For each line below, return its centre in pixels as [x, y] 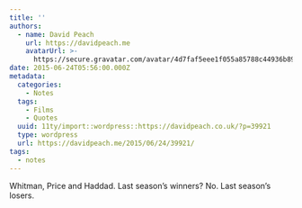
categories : [40, 85]
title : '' [28, 18]
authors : [26, 26]
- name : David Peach [56, 34]
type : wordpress [48, 135]
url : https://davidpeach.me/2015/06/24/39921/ [106, 143]
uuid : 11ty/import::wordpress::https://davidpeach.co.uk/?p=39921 [144, 127]
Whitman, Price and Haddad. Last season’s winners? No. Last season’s [140, 185]
